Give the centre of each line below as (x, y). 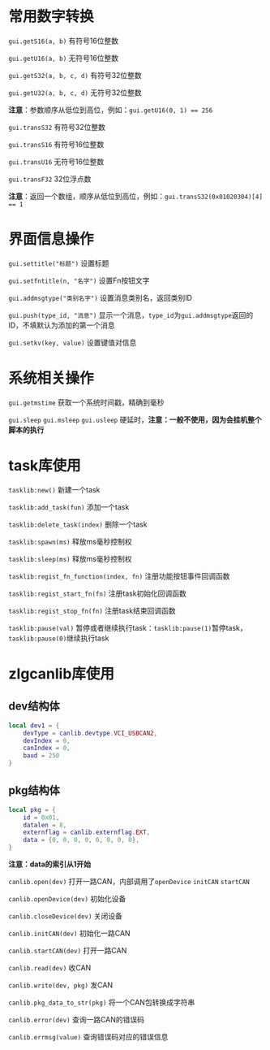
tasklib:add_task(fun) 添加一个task (69, 507)
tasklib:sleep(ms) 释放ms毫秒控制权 (70, 558)
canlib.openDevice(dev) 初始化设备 (67, 899)
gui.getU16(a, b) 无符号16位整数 (64, 58)
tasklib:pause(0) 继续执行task (59, 638)
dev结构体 (34, 707)
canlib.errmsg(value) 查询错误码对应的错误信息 (88, 1037)
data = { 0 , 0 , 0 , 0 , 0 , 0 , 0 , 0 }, (81, 840)
